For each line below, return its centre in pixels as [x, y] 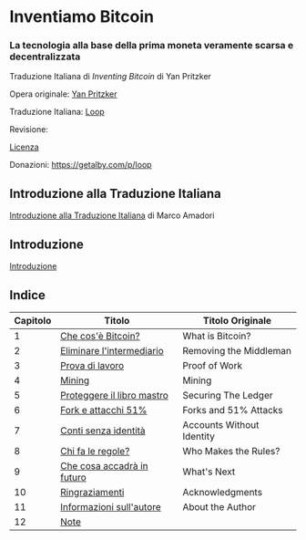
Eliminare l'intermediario [112, 350]
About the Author [219, 506]
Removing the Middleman [236, 350]
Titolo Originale [237, 320]
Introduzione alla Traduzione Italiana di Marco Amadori [112, 215]
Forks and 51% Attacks [233, 410]
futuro [73, 477]
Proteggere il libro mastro [114, 395]
